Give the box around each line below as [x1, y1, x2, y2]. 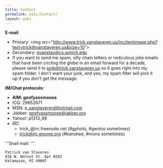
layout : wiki [5, 16, 32, 21]
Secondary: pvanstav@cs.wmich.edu [12, 49, 87, 55]
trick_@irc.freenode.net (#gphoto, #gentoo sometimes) [19, 126, 131, 132]
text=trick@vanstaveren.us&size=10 [12, 45, 85, 50]
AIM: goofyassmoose [12, 95, 57, 100]
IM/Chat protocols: [5, 85, 44, 91]
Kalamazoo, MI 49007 [5, 159, 47, 164]
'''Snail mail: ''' [5, 141, 35, 146]
